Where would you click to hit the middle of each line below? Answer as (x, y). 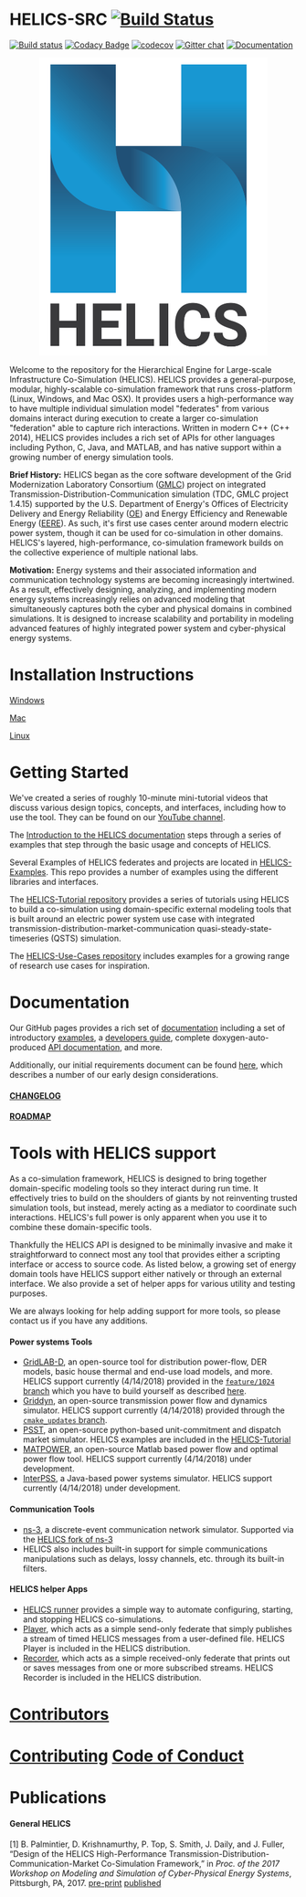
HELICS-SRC (58, 20)
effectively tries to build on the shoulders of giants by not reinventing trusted (153, 1198)
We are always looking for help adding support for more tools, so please (145, 1312)
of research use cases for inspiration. (80, 966)
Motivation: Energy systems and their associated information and (133, 570)
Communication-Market (54, 1863)
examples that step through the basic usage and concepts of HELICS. (140, 845)
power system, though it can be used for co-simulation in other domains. (146, 533)
